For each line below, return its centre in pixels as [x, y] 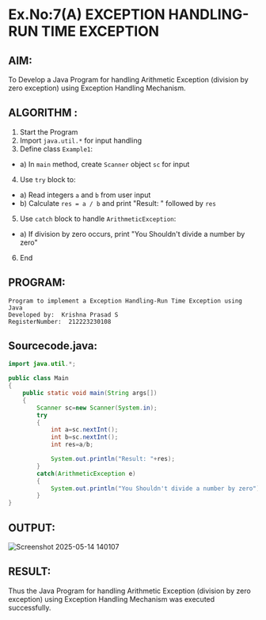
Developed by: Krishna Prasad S [63, 314]
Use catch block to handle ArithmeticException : [98, 219]
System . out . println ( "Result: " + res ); [113, 459]
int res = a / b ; [72, 445]
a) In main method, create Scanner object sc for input [104, 164]
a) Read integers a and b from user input [85, 195]
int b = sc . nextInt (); [84, 437]
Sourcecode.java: [53, 346]
